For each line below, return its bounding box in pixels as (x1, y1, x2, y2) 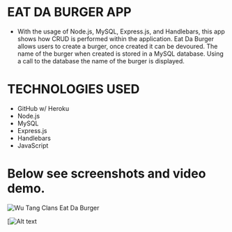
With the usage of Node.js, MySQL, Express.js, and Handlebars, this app (17, 27, 225, 36)
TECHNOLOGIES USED (7, 82, 140, 98)
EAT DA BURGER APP (7, 4, 132, 20)
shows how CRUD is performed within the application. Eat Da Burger (17, 34, 215, 42)
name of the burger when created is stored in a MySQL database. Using (17, 49, 224, 58)
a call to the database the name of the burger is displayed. (17, 56, 185, 65)
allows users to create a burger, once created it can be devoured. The (17, 42, 218, 50)
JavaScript (17, 141, 49, 150)
